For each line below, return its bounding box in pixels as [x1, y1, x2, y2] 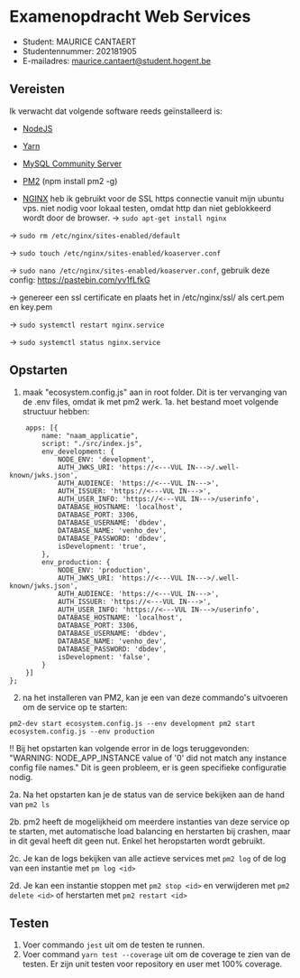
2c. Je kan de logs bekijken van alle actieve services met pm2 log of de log [9, 852, 286, 863]
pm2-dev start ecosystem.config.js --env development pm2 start [9, 719, 256, 728]
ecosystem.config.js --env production [9, 727, 155, 736]
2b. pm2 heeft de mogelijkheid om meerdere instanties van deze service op [9, 815, 290, 827]
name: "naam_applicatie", [41, 431, 140, 440]
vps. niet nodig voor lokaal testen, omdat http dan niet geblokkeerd [22, 202, 272, 213]
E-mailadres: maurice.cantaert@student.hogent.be [22, 55, 212, 66]
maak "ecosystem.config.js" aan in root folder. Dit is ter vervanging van [22, 387, 287, 397]
